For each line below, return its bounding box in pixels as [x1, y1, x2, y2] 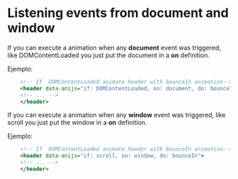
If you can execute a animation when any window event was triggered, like [7, 111, 226, 120]
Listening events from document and [7, 5, 229, 21]
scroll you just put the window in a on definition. [7, 118, 147, 127]
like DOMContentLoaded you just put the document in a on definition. [7, 51, 210, 59]
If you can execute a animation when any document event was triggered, [7, 43, 222, 52]
